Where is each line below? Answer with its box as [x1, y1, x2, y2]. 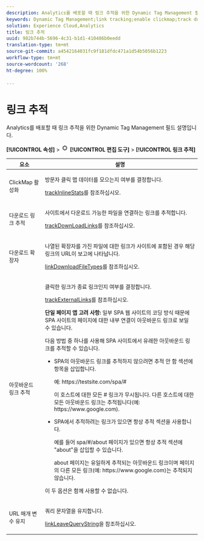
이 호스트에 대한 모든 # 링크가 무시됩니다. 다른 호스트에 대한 [53, 391, 194, 398]
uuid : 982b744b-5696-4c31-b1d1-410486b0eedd [6, 35, 121, 42]
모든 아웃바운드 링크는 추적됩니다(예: [53, 398, 141, 405]
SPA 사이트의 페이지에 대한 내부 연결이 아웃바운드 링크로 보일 [44, 316, 189, 323]
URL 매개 [8, 510, 31, 517]
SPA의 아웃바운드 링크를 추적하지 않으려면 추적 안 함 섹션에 [53, 357, 193, 365]
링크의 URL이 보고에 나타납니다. [44, 250, 120, 257]
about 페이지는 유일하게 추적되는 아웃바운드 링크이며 [53, 459, 178, 466]
